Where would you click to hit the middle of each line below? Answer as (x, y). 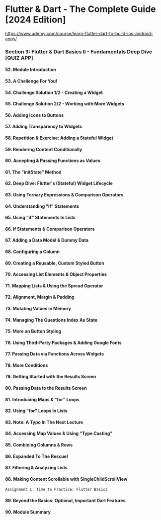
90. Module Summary (28, 512)
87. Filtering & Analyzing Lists (37, 468)
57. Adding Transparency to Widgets (44, 127)
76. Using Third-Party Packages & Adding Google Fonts (63, 343)
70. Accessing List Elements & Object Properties (56, 274)
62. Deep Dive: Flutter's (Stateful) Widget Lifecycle (59, 183)
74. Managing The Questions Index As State (51, 320)
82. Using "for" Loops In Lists (37, 411)
